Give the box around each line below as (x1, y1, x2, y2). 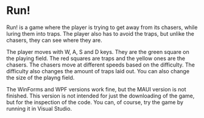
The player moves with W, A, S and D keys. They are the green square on (6, 48, 190, 55)
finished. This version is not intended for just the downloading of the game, (6, 92, 195, 99)
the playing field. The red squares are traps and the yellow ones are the (6, 54, 186, 62)
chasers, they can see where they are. (6, 36, 102, 44)
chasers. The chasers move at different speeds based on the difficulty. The (6, 61, 195, 68)
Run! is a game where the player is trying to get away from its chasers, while (6, 24, 198, 31)
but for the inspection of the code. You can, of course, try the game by (6, 98, 184, 106)
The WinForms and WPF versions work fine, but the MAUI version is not (6, 85, 186, 93)
